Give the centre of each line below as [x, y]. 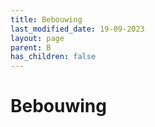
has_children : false [53, 57]
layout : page [37, 38]
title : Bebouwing [46, 19]
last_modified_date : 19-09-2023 [77, 29]
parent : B [31, 47]
